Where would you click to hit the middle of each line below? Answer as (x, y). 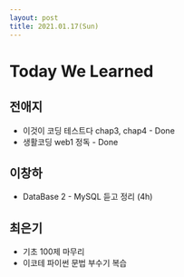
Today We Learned (82, 71)
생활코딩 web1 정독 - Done (70, 142)
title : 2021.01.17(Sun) (54, 26)
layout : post (34, 18)
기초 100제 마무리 (53, 252)
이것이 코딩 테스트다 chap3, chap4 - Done (98, 130)
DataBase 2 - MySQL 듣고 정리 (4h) (87, 197)
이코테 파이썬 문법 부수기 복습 (74, 263)
